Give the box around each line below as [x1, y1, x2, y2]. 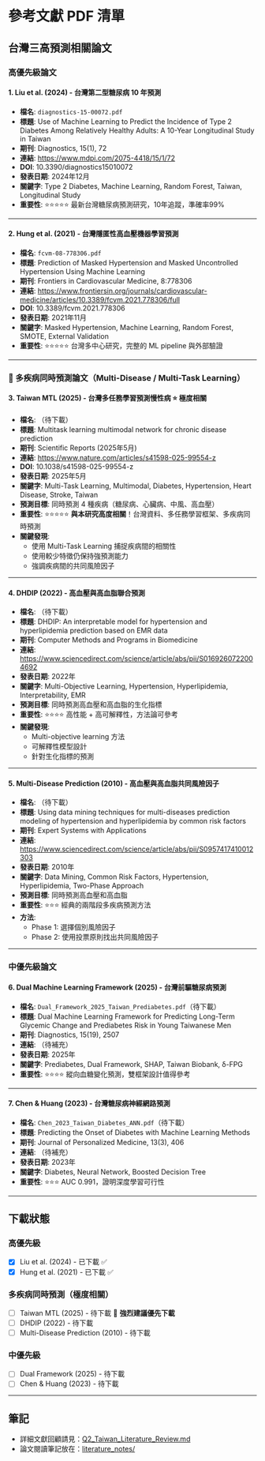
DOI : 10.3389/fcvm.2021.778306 [19, 303, 125, 313]
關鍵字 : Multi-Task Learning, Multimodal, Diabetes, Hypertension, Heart [19, 481, 252, 490]
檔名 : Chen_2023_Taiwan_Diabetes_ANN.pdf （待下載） [19, 1117, 189, 1127]
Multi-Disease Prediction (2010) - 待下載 [19, 1328, 151, 1337]
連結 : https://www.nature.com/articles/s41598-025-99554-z [19, 453, 217, 463]
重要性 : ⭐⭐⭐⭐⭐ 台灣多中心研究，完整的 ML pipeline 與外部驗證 [19, 340, 223, 350]
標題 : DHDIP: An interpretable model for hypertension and [19, 617, 207, 626]
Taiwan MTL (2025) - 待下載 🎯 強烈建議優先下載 [19, 1308, 175, 1317]
